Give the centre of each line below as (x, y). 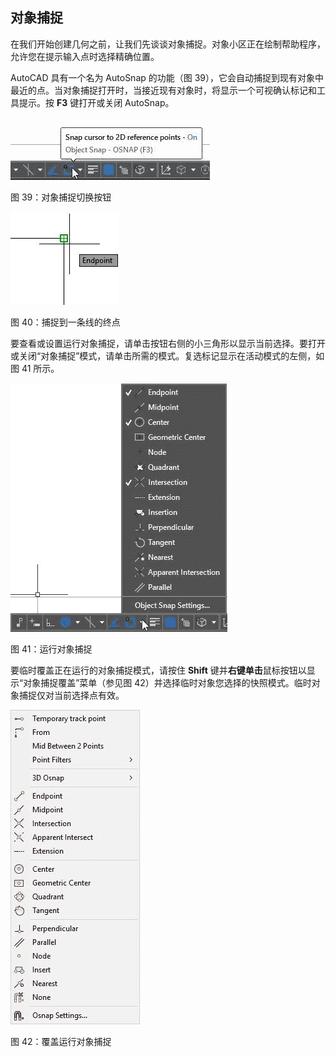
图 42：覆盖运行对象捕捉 (61, 1041)
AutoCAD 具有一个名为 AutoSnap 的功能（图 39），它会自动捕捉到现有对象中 (167, 77)
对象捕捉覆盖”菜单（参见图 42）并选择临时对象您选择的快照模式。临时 (167, 682)
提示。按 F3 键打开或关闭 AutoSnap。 (96, 102)
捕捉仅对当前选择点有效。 (71, 695)
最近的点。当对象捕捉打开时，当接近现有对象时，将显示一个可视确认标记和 (163, 90)
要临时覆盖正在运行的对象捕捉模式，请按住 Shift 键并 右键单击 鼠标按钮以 (158, 670)
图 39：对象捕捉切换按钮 (61, 197)
